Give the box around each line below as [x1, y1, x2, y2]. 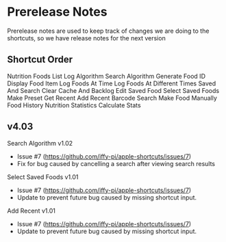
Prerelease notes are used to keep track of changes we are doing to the [7, 27, 210, 35]
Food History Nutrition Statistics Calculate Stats [7, 100, 142, 109]
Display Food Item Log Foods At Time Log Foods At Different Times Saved [7, 79, 216, 88]
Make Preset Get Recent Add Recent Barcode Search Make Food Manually [7, 94, 218, 102]
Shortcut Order [7, 54, 73, 66]
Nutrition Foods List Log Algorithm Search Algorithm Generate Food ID [7, 72, 205, 80]
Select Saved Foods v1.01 [7, 172, 79, 181]
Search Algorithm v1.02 [7, 139, 73, 147]
